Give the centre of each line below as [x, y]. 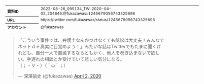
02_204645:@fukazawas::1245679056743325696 [88, 13]
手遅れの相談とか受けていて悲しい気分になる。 [76, 59]
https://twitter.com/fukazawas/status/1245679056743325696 [98, 20]
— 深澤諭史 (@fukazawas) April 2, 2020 [59, 76]
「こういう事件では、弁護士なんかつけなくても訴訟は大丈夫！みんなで [91, 40]
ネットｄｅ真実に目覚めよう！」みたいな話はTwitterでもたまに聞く [87, 47]
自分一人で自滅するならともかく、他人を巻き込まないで [93, 53]
